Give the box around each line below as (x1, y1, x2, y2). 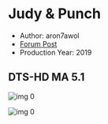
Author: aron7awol (19, 31, 80, 40)
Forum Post (19, 39, 58, 48)
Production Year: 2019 (19, 47, 92, 57)
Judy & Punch (8, 5, 101, 23)
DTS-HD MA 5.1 (8, 70, 85, 84)
